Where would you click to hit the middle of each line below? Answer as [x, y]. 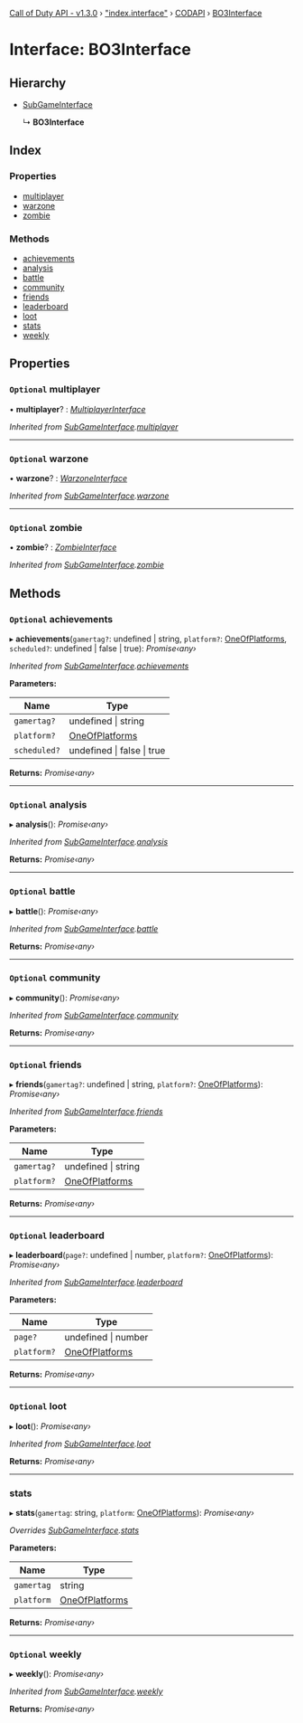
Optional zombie [46, 527]
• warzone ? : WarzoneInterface [69, 478]
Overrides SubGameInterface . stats [74, 1530]
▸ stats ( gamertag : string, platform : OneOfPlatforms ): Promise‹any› [132, 1513]
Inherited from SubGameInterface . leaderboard [96, 1283]
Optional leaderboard [57, 1235]
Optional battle [42, 892]
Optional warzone [49, 459]
